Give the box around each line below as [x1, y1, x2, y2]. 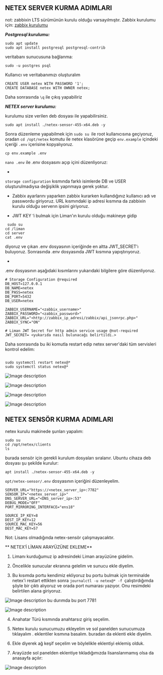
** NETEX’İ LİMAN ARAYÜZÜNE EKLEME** [5, 544, 92, 550]
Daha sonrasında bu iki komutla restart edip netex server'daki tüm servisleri [5, 341, 157, 347]
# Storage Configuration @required [5, 277, 77, 282]
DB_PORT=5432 [5, 294, 32, 299]
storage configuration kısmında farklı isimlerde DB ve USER [5, 178, 127, 184]
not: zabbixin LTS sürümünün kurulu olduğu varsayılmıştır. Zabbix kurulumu [5, 17, 156, 22]
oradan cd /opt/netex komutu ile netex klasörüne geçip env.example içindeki [5, 136, 158, 142]
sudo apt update [5, 41, 38, 46]
